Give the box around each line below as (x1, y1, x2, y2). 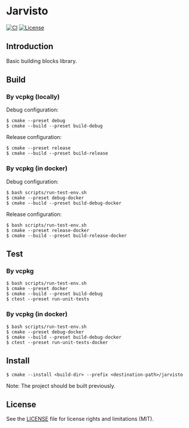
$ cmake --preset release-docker (6, 227, 90, 233)
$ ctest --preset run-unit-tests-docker (6, 339, 109, 345)
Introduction (6, 41, 54, 52)
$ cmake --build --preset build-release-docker (6, 233, 127, 239)
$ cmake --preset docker (6, 286, 68, 292)
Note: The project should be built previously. (6, 382, 115, 389)
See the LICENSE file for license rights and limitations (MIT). (6, 415, 154, 423)
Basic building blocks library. (6, 57, 77, 64)
